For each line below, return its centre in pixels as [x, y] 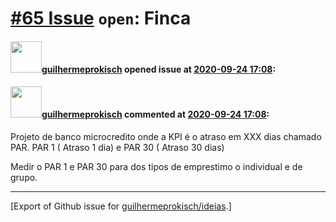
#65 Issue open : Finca [101, 18]
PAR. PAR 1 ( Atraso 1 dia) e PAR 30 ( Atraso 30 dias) [117, 147]
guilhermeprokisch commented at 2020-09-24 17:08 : [155, 114]
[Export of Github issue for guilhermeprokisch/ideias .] [121, 206]
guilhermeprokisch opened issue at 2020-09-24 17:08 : [159, 69]
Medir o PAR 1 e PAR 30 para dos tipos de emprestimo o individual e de [156, 166]
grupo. [24, 177]
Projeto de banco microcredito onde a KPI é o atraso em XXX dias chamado [166, 136]
